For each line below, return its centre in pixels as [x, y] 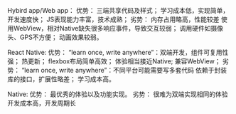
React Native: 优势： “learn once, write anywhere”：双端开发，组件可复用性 [118, 52]
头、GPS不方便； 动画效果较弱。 [55, 37]
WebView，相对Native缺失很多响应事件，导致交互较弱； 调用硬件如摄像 [118, 28]
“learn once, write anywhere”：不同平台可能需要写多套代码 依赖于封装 [124, 70]
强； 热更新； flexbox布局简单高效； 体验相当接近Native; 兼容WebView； [114, 61]
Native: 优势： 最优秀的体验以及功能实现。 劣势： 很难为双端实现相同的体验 [118, 94]
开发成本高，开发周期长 [42, 103]
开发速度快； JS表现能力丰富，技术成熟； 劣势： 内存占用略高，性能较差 [113, 19]
